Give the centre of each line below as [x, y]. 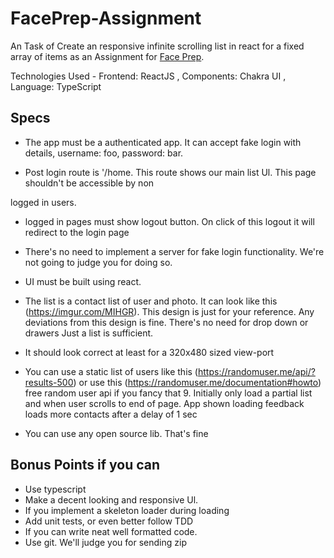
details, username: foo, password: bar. [104, 153]
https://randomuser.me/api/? [256, 371]
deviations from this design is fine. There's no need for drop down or [166, 322]
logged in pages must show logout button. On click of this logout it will [169, 221]
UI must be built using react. [83, 281]
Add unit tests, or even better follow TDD [109, 521]
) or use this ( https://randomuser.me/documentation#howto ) [197, 382]
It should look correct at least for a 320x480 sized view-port [149, 352]
